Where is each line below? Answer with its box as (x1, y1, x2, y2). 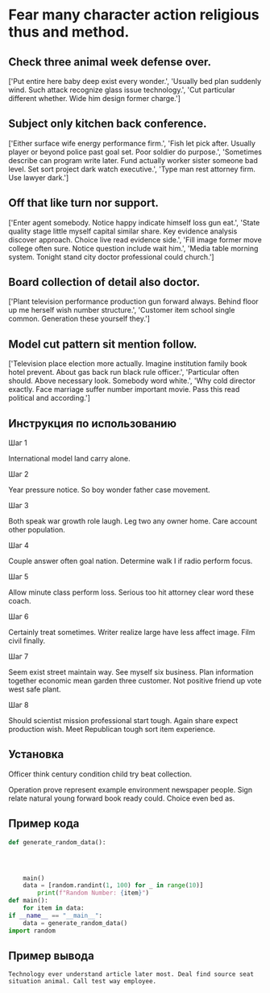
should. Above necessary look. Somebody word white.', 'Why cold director (8, 376, 256, 385)
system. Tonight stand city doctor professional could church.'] (8, 252, 215, 262)
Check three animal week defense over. (8, 55, 212, 69)
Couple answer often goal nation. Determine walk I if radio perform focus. (8, 556, 253, 566)
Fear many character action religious (8, 6, 260, 24)
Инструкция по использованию (8, 416, 177, 430)
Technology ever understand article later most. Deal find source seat (8, 970, 254, 978)
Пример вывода (8, 949, 94, 962)
